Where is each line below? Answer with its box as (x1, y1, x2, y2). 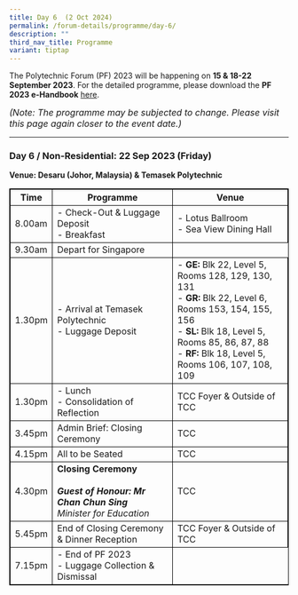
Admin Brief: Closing (57, 422, 143, 434)
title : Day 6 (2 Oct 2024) (9, 12, 114, 22)
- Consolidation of (57, 396, 135, 409)
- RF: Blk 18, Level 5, (176, 347, 266, 360)
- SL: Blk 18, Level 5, (176, 325, 266, 337)
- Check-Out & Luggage (57, 206, 161, 218)
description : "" (9, 29, 69, 38)
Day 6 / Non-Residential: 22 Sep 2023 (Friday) (9, 150, 213, 163)
